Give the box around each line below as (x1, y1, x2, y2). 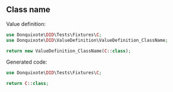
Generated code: (6, 58, 47, 65)
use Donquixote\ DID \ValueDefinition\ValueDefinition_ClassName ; (6, 37, 168, 43)
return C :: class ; (6, 81, 49, 87)
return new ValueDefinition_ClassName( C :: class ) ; (6, 48, 132, 54)
